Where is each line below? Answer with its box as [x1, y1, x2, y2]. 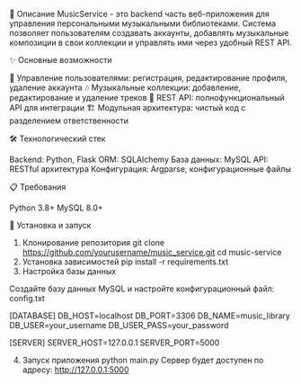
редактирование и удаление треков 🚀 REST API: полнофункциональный [9, 93, 285, 103]
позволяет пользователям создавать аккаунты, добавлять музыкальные [9, 28, 289, 38]
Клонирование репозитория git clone [22, 237, 165, 247]
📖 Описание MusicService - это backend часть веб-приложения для [9, 9, 270, 19]
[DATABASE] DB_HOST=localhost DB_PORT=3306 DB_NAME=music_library [9, 310, 290, 321]
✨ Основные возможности [9, 55, 112, 65]
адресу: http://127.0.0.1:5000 [22, 364, 129, 375]
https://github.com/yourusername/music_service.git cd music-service [22, 247, 282, 257]
